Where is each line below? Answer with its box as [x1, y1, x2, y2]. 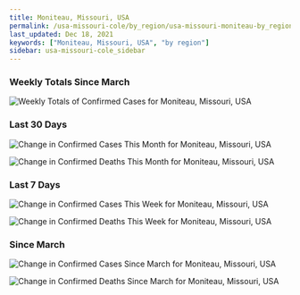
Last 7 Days [9, 178, 61, 190]
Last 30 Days [9, 118, 68, 131]
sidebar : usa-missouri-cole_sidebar [9, 46, 146, 55]
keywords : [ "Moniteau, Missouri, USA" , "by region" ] [9, 38, 210, 47]
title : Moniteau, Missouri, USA [9, 13, 129, 22]
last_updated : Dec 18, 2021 [9, 29, 114, 38]
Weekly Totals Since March [9, 76, 130, 88]
